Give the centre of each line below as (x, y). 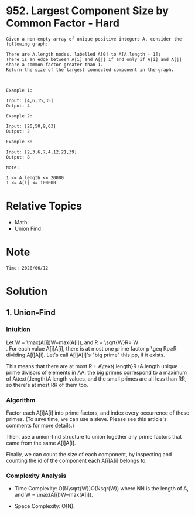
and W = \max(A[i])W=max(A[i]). (54, 495)
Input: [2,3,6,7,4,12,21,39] (42, 152)
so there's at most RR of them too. (47, 385)
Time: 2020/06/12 (27, 268)
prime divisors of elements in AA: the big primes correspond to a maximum (97, 372)
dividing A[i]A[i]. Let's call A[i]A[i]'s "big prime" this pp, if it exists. (85, 355)
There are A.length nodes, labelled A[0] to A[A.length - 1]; (83, 54)
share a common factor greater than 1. (55, 65)
